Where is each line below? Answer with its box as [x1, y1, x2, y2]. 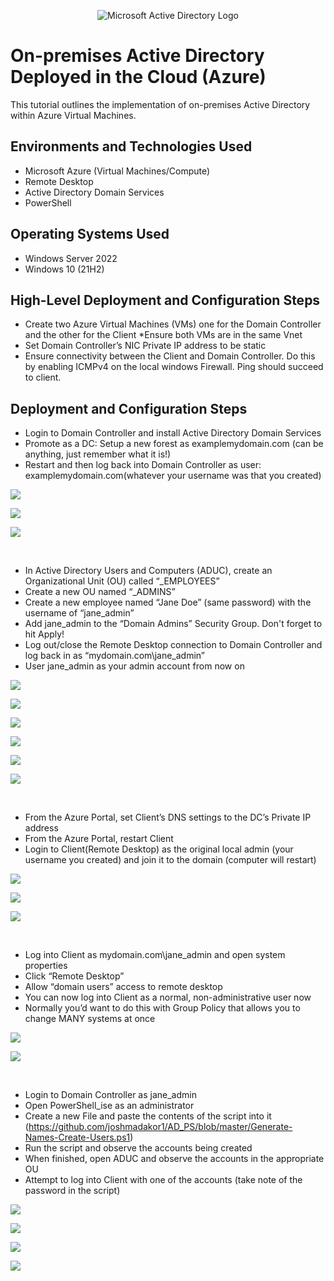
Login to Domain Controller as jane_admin [24, 1089, 197, 1101]
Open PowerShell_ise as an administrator [24, 1100, 195, 1112]
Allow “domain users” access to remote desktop [24, 981, 223, 993]
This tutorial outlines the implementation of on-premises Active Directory [10, 98, 311, 110]
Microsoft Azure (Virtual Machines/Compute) [24, 165, 211, 177]
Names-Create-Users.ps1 [24, 1131, 131, 1144]
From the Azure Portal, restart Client [24, 833, 174, 845]
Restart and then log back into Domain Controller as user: [24, 459, 262, 471]
